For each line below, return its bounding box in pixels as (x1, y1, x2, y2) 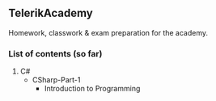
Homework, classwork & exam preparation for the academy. (8, 27, 209, 37)
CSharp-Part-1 (32, 75, 81, 85)
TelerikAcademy (8, 6, 93, 20)
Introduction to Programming (44, 84, 141, 94)
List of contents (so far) (8, 48, 103, 59)
